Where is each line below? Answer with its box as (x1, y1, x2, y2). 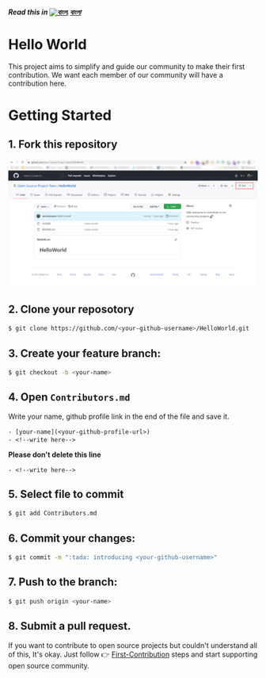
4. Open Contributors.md (8, 390, 131, 404)
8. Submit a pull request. (8, 619, 131, 633)
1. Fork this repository (8, 138, 118, 151)
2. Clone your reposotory (8, 302, 135, 316)
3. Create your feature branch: (8, 347, 161, 360)
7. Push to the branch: (8, 576, 118, 589)
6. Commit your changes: (8, 531, 136, 545)
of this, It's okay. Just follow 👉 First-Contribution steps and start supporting (8, 649, 258, 659)
